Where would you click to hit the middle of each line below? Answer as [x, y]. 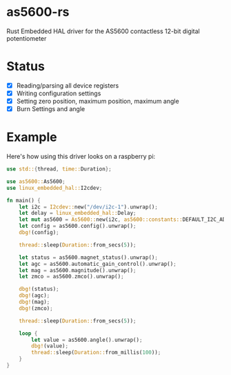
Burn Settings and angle [51, 109]
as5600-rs [38, 12]
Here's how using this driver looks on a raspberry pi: [81, 157]
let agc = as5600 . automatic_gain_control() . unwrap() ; [98, 264]
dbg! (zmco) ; [36, 308]
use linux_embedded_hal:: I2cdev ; [54, 188]
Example [32, 137]
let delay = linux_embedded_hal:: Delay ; [78, 213]
